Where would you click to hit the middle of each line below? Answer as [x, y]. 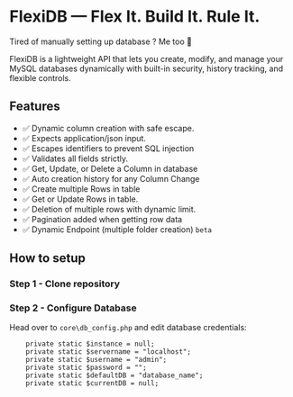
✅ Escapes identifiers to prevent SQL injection [108, 148]
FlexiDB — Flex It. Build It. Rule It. [135, 17]
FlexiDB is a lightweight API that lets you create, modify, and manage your [146, 59]
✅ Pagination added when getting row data [102, 219]
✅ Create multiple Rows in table [81, 189]
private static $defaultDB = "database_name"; [114, 375]
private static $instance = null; [90, 344]
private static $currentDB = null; [92, 383]
